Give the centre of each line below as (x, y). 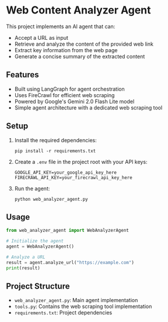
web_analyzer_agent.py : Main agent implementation (76, 300)
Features (22, 75)
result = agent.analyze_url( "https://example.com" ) (70, 262)
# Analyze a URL (26, 257)
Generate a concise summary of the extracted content (80, 56)
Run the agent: (32, 189)
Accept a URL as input (41, 37)
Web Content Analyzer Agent (78, 10)
